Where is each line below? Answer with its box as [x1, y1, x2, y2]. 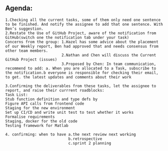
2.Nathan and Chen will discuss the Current [61, 52, 156, 57]
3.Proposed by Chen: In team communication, [61, 61, 156, 66]
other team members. [5, 48, 49, 53]
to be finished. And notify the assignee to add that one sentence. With [5, 22, 163, 27]
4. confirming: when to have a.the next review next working [5, 132, 136, 137]
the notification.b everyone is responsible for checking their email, [5, 70, 158, 75]
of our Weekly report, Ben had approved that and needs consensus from [5, 44, 158, 49]
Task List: [5, 92, 28, 97]
